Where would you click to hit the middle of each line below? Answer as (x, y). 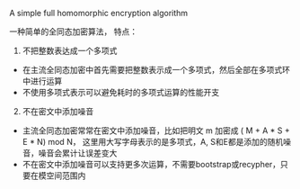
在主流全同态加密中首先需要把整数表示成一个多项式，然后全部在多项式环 (156, 70)
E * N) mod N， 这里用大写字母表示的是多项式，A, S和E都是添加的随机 (153, 142)
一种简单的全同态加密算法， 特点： (73, 31)
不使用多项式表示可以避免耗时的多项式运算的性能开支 (121, 92)
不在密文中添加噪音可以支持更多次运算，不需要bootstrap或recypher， (151, 164)
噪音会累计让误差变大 (78, 153)
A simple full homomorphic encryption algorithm (99, 13)
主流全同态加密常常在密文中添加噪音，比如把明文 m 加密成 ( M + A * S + (156, 130)
